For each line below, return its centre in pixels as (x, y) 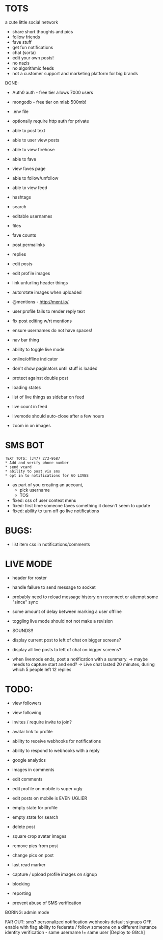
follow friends (26, 37)
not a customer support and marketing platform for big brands (75, 73)
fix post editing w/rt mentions (42, 321)
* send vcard (18, 467)
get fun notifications (32, 47)
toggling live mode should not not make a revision (62, 621)
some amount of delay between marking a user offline (67, 611)
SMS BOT (25, 445)
